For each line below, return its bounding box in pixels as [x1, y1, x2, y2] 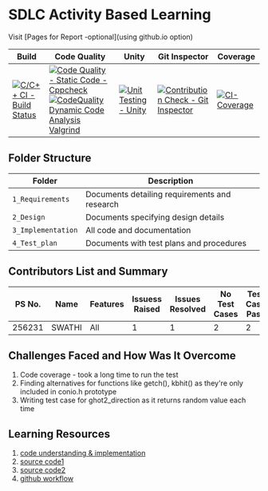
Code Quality [54, 50, 106, 61]
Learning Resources [8, 427, 110, 441]
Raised [133, 303, 161, 315]
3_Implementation [12, 225, 78, 235]
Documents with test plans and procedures [85, 237, 247, 248]
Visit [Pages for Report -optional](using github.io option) [8, 32, 194, 42]
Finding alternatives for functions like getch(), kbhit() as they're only [19, 378, 243, 388]
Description [148, 175, 194, 186]
